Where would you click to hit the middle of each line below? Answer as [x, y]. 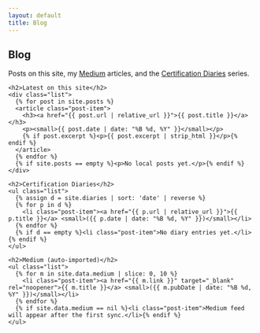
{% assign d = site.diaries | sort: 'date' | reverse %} [111, 198]
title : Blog [28, 23]
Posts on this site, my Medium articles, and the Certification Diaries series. [129, 74]
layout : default [35, 15]
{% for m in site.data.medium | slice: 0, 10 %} [97, 274]
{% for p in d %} [44, 205]
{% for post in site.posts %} [65, 102]
